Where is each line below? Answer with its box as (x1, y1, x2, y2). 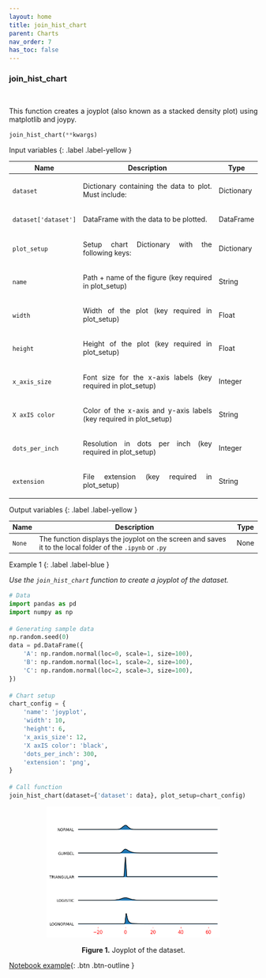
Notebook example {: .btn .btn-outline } (9, 961, 135, 970)
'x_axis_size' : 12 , (23, 733, 88, 741)
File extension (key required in (82, 472, 212, 481)
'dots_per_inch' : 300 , (23, 750, 98, 758)
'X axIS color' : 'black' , (23, 742, 109, 750)
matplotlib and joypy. (9, 115, 77, 124)
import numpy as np (9, 608, 73, 616)
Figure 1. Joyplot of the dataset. (81, 945, 185, 954)
